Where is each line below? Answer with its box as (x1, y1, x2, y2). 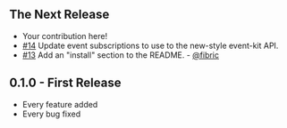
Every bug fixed (21, 108, 81, 119)
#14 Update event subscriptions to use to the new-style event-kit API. (21, 40, 279, 51)
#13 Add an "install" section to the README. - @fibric (21, 49, 220, 60)
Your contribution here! (21, 30, 108, 41)
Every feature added (21, 99, 98, 109)
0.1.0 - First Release (9, 76, 122, 91)
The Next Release (9, 7, 110, 22)
